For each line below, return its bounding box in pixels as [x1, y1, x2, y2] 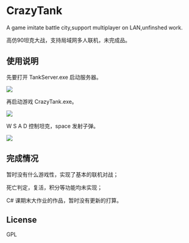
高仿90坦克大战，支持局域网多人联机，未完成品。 [6, 36, 131, 43]
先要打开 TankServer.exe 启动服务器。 [6, 73, 102, 81]
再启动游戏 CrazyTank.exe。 [6, 98, 77, 105]
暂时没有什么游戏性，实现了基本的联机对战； [6, 170, 119, 178]
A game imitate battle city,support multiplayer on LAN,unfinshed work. [6, 24, 183, 31]
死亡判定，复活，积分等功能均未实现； [6, 184, 102, 191]
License [6, 214, 37, 225]
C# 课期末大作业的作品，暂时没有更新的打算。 [6, 197, 123, 204]
